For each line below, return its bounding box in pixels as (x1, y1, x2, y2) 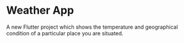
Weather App (6, 4, 74, 17)
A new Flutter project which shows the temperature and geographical (6, 23, 179, 30)
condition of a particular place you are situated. (6, 29, 124, 36)
